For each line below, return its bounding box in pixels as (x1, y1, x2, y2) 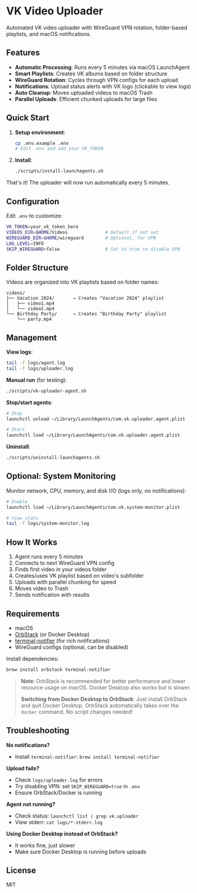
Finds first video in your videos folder (14, 566, 107, 573)
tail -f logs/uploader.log (6, 365, 73, 372)
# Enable (6, 499, 28, 505)
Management (6, 332, 57, 342)
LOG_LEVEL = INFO (6, 241, 44, 247)
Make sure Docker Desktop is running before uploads (14, 848, 147, 855)
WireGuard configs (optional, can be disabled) (14, 643, 129, 651)
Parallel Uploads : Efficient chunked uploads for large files (14, 95, 158, 102)
